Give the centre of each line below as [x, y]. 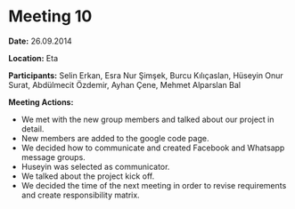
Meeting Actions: [41, 102]
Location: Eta [33, 58]
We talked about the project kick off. [88, 176]
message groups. [53, 157]
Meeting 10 [50, 16]
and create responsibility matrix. [80, 195]
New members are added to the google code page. [115, 138]
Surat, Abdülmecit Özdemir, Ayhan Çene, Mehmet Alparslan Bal [125, 84]
